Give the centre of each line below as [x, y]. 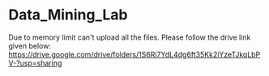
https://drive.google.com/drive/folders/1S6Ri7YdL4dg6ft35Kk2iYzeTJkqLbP [134, 54]
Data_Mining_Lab [68, 15]
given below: [30, 45]
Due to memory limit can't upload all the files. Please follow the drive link [130, 37]
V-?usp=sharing [35, 63]
